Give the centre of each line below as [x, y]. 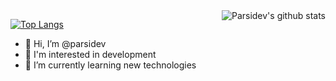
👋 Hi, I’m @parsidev [65, 43]
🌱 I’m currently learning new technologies [110, 65]
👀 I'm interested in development [90, 54]
